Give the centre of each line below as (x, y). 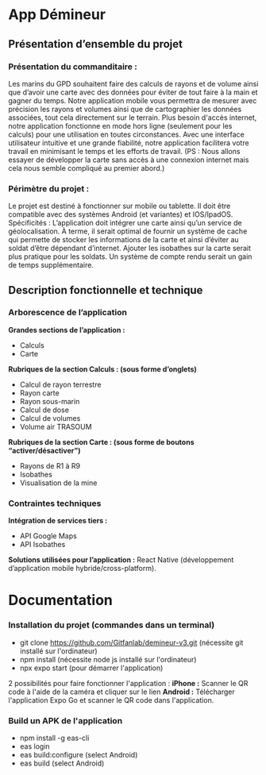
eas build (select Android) (62, 763)
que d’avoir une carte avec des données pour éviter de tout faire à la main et (133, 92)
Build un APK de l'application (66, 720)
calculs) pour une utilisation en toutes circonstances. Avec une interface (126, 134)
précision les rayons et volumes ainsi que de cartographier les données (125, 109)
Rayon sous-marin (50, 401)
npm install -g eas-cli (54, 738)
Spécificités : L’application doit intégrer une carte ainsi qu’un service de (125, 223)
